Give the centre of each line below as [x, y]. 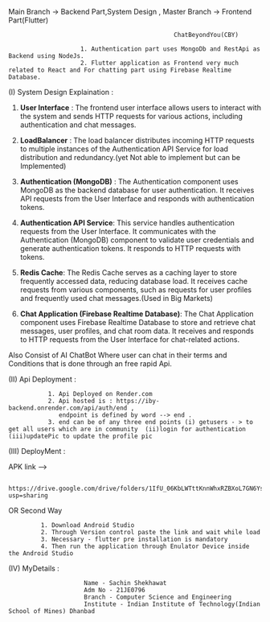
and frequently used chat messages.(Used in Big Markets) [116, 298]
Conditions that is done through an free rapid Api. [90, 364]
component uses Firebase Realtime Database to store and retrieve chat [137, 322]
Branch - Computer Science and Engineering [157, 597]
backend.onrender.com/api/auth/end [68, 408]
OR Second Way [35, 511]
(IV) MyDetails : [34, 568]
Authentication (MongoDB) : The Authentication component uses [129, 181]
